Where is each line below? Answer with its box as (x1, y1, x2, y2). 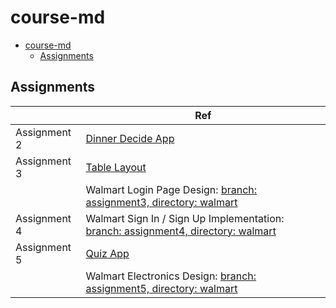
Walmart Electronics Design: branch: (85, 269, 257, 283)
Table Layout (85, 160, 147, 174)
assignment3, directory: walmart (85, 195, 238, 209)
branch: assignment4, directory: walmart (85, 224, 277, 238)
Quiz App (85, 246, 130, 260)
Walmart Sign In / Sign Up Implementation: (85, 211, 285, 225)
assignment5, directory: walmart (85, 281, 238, 295)
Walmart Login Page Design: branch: (85, 182, 258, 196)
